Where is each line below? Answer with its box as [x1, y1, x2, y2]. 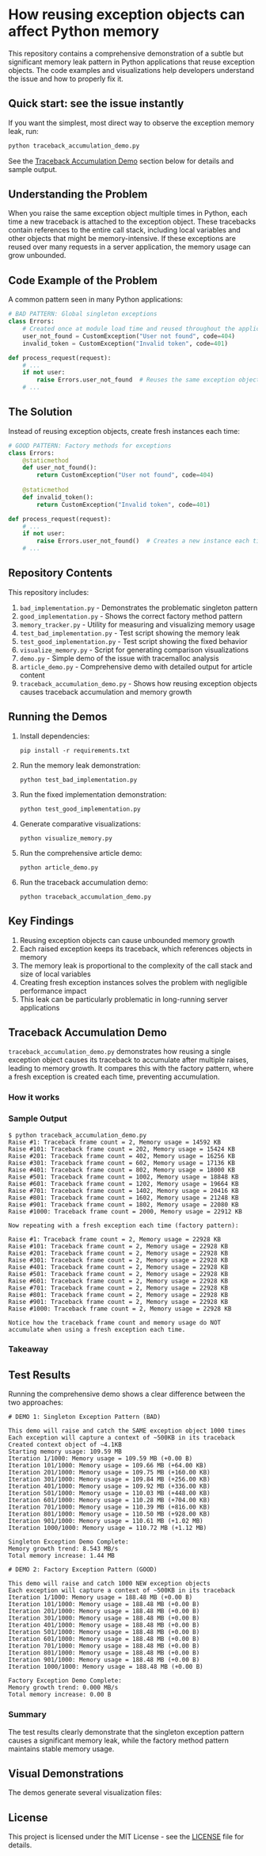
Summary [8, 1709, 47, 1720]
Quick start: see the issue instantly [8, 97, 184, 110]
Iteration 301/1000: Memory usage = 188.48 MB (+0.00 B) [8, 1614, 200, 1623]
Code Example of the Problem [8, 274, 158, 287]
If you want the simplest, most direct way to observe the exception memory [8, 117, 255, 128]
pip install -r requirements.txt [19, 746, 131, 754]
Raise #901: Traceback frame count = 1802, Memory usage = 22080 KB [8, 1200, 239, 1209]
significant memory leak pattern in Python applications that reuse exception [8, 57, 255, 67]
